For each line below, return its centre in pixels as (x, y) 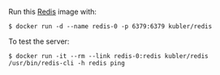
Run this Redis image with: (53, 12)
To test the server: (39, 41)
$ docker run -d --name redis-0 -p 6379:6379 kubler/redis (110, 27)
